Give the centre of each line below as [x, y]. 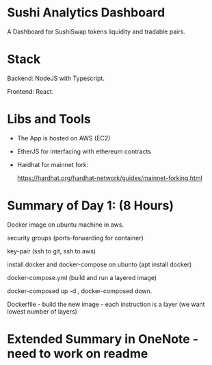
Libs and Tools [49, 119]
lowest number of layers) [42, 311]
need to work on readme [78, 353]
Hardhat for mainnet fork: [53, 164]
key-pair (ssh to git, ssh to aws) [52, 251]
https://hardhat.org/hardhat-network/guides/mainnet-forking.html [110, 178]
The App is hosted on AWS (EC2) [64, 138]
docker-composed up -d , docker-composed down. [80, 291]
